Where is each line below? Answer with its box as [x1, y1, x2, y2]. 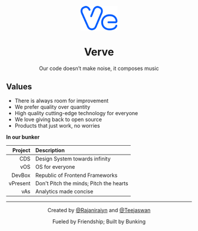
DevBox [11, 172, 31, 179]
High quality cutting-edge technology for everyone [14, 110, 138, 117]
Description [35, 146, 65, 153]
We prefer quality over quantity [14, 103, 90, 111]
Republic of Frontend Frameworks [35, 172, 118, 179]
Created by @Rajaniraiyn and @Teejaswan [47, 206, 151, 213]
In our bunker [6, 133, 40, 140]
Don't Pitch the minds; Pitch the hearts [35, 179, 128, 187]
